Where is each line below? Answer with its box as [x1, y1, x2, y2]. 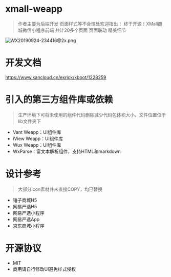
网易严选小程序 [12, 210, 45, 216]
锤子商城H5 [12, 197, 37, 203]
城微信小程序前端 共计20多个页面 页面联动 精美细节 [17, 27, 126, 33]
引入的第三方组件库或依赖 [5, 94, 114, 106]
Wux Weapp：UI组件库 [12, 142, 61, 148]
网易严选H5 [12, 203, 37, 209]
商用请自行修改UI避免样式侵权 [12, 266, 76, 272]
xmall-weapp [5, 3, 63, 15]
